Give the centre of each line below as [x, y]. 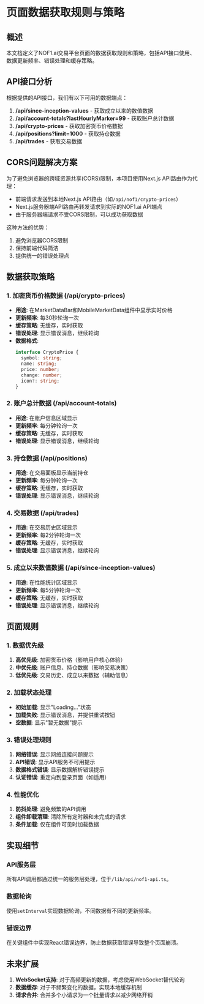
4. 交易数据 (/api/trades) [43, 513]
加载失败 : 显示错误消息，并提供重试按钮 [65, 714]
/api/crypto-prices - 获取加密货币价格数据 [69, 125]
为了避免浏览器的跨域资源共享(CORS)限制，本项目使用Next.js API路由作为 [100, 178]
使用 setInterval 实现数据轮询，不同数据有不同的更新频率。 [81, 911]
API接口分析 [29, 82]
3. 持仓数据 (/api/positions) [47, 458]
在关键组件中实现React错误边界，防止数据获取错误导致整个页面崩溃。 [94, 943]
